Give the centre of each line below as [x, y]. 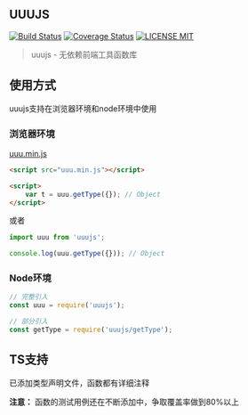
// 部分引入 [29, 321]
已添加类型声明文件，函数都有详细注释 [79, 383]
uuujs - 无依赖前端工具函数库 [84, 54]
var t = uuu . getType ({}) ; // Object [93, 194]
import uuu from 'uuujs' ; [57, 238]
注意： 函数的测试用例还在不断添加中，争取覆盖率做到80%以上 [124, 402]
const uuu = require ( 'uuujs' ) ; [67, 305]
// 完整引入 [29, 297]
